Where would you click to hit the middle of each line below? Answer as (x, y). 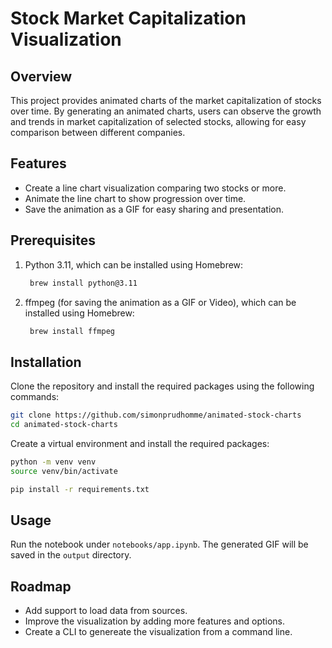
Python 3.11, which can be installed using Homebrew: (134, 264)
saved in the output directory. (71, 555)
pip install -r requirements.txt (80, 489)
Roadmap (41, 586)
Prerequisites (53, 240)
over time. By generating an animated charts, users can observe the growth (166, 111)
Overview (41, 76)
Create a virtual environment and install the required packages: (140, 443)
